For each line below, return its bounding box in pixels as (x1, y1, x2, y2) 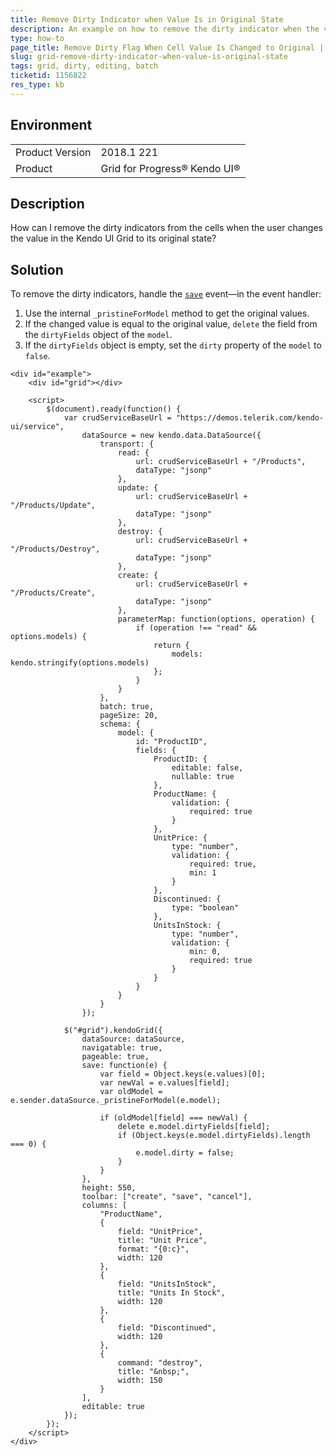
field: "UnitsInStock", (117, 1279, 217, 1290)
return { (153, 641, 190, 651)
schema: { (99, 719, 141, 730)
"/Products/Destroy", (10, 544, 101, 555)
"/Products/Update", (10, 501, 97, 511)
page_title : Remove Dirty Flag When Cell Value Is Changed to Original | (10, 42, 325, 53)
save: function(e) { (81, 1061, 168, 1071)
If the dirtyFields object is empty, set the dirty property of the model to (24, 339, 322, 351)
